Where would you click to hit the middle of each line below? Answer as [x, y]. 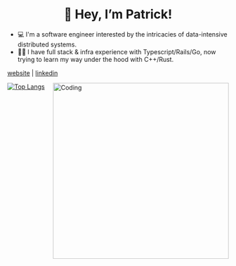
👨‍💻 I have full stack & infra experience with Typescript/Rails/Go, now [117, 51]
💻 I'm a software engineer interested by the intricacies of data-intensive [122, 34]
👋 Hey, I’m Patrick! [118, 14]
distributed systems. [47, 44]
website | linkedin [33, 72]
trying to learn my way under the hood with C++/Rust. [96, 59]
